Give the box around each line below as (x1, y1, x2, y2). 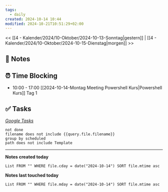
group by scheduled (5, 136, 46, 141)
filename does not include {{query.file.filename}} (5, 132, 115, 137)
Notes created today (5, 154, 49, 160)
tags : (5, 7, 16, 12)
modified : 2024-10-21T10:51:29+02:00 (5, 21, 84, 26)
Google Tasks (5, 118, 34, 124)
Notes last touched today (5, 173, 59, 179)
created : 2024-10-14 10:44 (5, 16, 61, 21)
